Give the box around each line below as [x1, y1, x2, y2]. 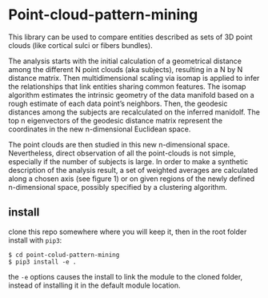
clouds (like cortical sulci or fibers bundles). [8, 40, 154, 50]
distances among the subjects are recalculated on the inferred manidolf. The [8, 107, 261, 117]
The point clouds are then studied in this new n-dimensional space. [8, 139, 230, 149]
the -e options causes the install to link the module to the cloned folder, [8, 272, 243, 281]
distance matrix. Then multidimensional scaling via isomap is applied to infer [8, 73, 260, 83]
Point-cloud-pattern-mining [8, 6, 198, 24]
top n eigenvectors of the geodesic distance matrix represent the [8, 115, 222, 125]
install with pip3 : [8, 235, 62, 245]
